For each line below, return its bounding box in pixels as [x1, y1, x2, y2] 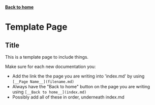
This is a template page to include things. [5, 54, 89, 60]
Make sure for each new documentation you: [5, 64, 96, 70]
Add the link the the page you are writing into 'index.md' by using [12, 73, 145, 79]
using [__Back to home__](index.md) [12, 89, 87, 95]
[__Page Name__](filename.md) [12, 79, 75, 84]
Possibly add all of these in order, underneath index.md [12, 94, 124, 100]
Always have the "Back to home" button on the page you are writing [12, 84, 150, 89]
